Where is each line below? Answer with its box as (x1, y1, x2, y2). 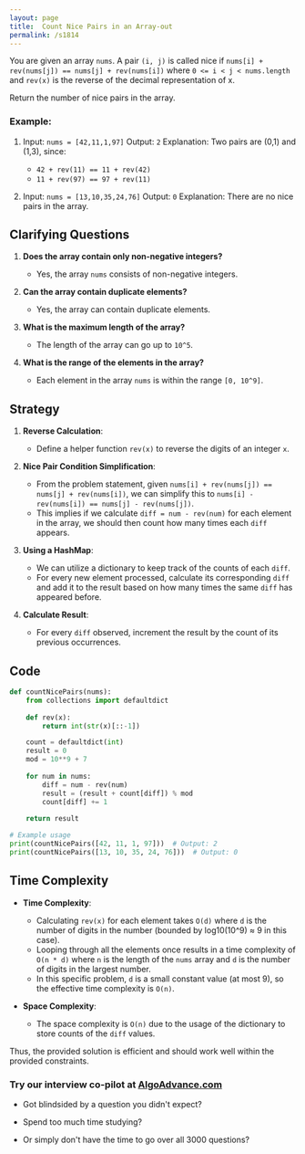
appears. (36, 527, 70, 539)
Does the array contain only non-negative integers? (22, 251, 223, 262)
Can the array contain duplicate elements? (22, 287, 188, 298)
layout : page (9, 13, 59, 23)
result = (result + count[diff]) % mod (42, 789, 194, 798)
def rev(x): (25, 713, 71, 722)
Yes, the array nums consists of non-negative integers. (36, 268, 239, 279)
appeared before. (36, 592, 102, 603)
